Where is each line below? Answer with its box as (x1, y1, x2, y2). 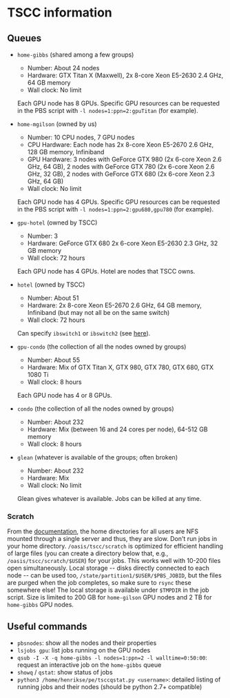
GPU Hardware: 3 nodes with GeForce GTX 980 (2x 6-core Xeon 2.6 (27, 155, 222, 163)
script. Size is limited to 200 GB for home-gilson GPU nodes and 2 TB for (7, 593, 212, 602)
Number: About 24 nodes (27, 64, 100, 72)
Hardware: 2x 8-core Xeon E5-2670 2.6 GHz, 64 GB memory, (27, 301, 202, 309)
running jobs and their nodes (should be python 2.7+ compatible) (17, 683, 202, 691)
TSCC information (7, 5, 112, 21)
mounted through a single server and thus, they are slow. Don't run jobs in (7, 535, 218, 543)
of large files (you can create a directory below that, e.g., (7, 549, 169, 557)
